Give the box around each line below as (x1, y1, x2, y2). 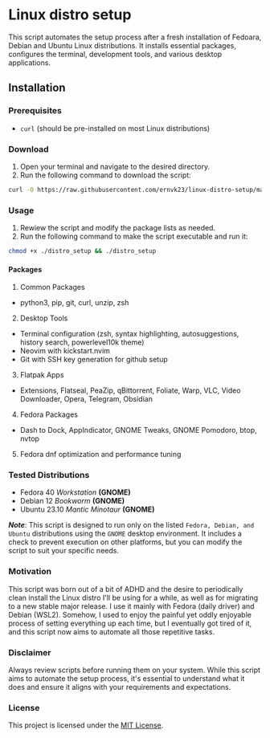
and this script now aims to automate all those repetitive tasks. (8, 626, 215, 636)
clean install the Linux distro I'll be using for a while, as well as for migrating (8, 593, 259, 602)
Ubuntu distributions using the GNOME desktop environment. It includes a (8, 528, 243, 539)
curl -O (8, 186, 35, 194)
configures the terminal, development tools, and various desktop (8, 49, 223, 59)
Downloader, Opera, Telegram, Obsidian (19, 394, 153, 404)
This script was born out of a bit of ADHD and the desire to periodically (8, 584, 243, 593)
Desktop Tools (19, 313, 68, 323)
